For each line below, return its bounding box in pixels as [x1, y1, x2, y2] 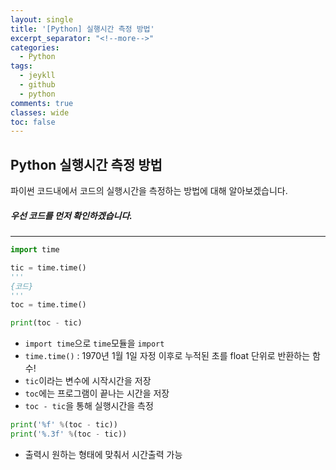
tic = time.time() [10, 262, 87, 273]
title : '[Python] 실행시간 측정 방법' [10, 24, 155, 34]
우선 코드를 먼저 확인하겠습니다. [10, 209, 133, 221]
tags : [10, 61, 33, 71]
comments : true [10, 98, 74, 108]
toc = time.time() [10, 300, 87, 310]
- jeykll [19, 71, 56, 81]
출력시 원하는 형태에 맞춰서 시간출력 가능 [24, 448, 183, 460]
